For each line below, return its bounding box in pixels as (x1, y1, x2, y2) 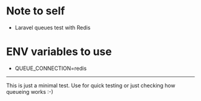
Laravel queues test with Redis (14, 24, 91, 31)
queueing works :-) (6, 88, 54, 95)
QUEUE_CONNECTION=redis (14, 65, 87, 72)
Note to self (6, 4, 65, 18)
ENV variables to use (6, 45, 112, 59)
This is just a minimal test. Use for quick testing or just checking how (6, 82, 175, 89)
